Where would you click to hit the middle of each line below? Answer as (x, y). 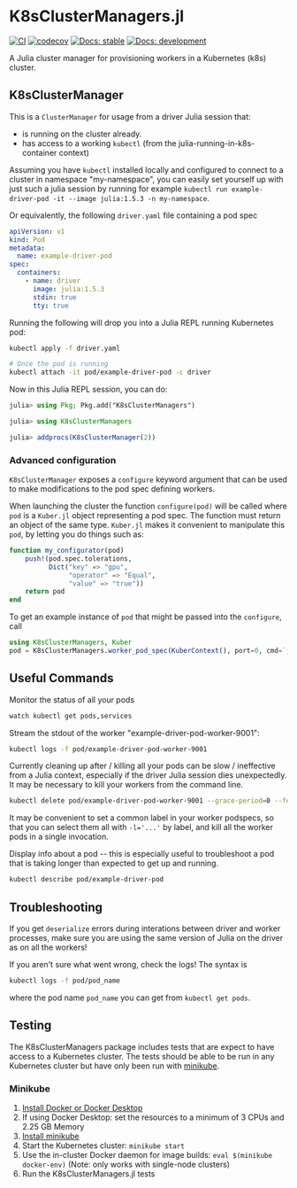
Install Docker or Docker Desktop (82, 1108)
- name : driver (53, 281)
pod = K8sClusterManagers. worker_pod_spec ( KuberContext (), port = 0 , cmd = (146, 651)
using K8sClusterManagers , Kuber (71, 643)
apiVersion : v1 (37, 231)
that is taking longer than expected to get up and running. (114, 863)
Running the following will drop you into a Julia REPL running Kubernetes (141, 322)
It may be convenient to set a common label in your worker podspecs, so (141, 818)
